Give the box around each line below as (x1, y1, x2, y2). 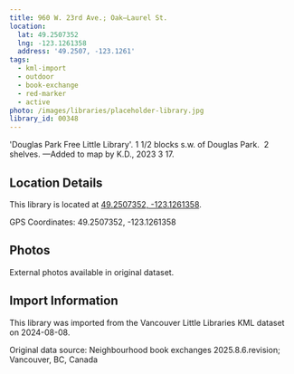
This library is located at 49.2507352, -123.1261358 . (9, 198, 202, 209)
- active (17, 97, 51, 107)
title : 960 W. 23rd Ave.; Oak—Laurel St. (9, 13, 168, 23)
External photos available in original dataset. (9, 266, 175, 277)
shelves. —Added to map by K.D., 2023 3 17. (9, 149, 175, 159)
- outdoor (17, 72, 54, 82)
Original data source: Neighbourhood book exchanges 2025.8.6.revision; (9, 344, 280, 355)
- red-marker (17, 89, 67, 98)
